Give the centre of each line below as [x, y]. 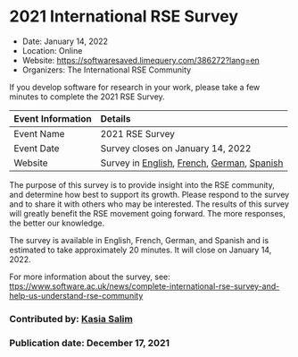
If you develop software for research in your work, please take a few [135, 87]
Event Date [37, 148]
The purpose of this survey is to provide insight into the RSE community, [142, 184]
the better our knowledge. [57, 223]
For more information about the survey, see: [90, 276]
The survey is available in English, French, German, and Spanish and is [139, 240]
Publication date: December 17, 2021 [89, 343]
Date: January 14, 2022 [65, 41]
